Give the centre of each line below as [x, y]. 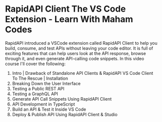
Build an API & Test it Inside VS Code [49, 109]
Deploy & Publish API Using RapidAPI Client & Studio [65, 114]
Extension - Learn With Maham [69, 19]
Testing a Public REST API [38, 88]
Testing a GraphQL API [35, 94]
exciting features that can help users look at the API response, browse [76, 53]
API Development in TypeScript [43, 104]
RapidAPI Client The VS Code [65, 9]
